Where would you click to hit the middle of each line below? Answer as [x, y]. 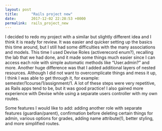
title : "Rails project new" [39, 14]
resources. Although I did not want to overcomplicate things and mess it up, [81, 73]
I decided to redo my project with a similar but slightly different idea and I [78, 37]
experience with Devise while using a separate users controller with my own [81, 94]
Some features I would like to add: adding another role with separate [73, 108]
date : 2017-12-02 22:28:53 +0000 [45, 18]
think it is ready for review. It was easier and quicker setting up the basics [79, 42]
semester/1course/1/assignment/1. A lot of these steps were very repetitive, [80, 83]
